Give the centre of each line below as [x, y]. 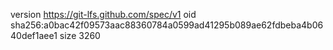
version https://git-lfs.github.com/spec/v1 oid [103, 14]
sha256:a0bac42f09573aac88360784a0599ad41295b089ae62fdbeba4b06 [167, 25]
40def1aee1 [34, 35]
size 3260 [80, 35]
